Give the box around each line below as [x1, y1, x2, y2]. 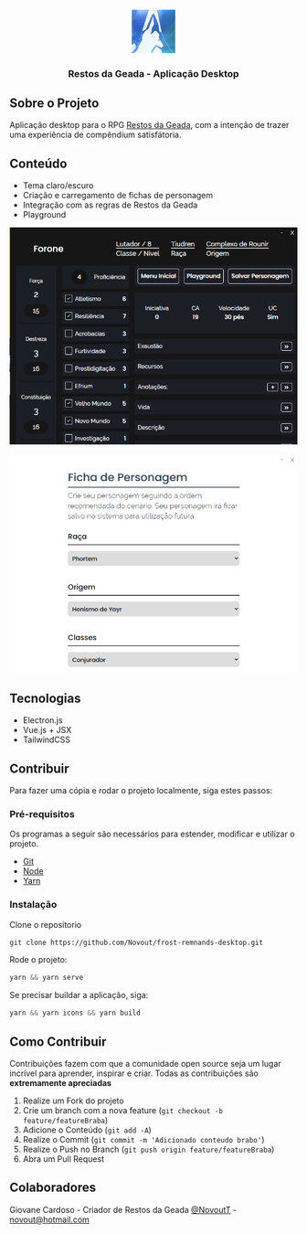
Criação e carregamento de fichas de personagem [22, 190, 214, 201]
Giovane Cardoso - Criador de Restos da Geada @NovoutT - [9, 1204, 238, 1215]
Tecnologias [9, 690, 81, 706]
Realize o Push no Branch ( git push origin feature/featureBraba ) [22, 1144, 275, 1154]
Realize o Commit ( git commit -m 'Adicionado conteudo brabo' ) [22, 1134, 265, 1144]
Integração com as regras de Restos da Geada [22, 199, 198, 210]
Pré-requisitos [9, 807, 75, 820]
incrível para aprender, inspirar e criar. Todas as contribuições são [9, 1068, 259, 1079]
